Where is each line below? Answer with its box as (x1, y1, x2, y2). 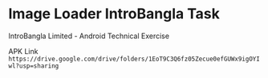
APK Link (8, 46, 39, 56)
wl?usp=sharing (8, 61, 59, 70)
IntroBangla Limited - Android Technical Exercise (8, 31, 170, 41)
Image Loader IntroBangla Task (8, 5, 221, 23)
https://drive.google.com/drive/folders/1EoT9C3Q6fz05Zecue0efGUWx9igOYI (8, 55, 261, 63)
